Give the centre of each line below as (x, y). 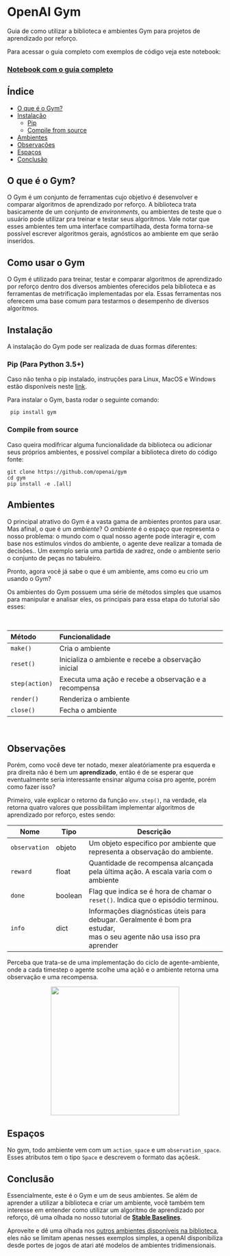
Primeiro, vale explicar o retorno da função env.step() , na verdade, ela (107, 800)
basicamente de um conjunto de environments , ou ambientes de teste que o (114, 212)
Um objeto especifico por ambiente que (152, 843)
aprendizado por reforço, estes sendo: (61, 815)
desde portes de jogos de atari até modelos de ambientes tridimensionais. (112, 1245)
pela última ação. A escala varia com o (150, 871)
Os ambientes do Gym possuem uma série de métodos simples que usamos (114, 592)
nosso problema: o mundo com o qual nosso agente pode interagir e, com (112, 536)
